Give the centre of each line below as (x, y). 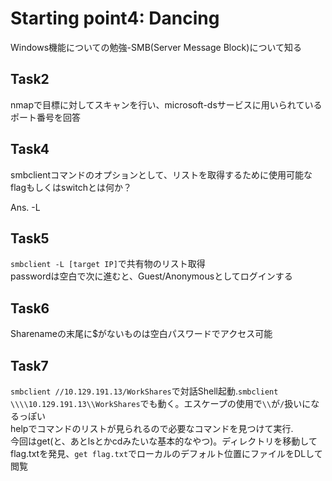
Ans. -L (25, 207)
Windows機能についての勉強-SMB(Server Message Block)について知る (156, 47)
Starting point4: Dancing (115, 18)
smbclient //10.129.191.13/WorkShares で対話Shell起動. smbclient (144, 391)
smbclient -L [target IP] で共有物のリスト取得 (108, 264)
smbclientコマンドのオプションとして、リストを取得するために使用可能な (161, 174)
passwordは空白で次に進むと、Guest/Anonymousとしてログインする (151, 276)
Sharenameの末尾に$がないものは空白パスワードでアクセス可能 (141, 334)
